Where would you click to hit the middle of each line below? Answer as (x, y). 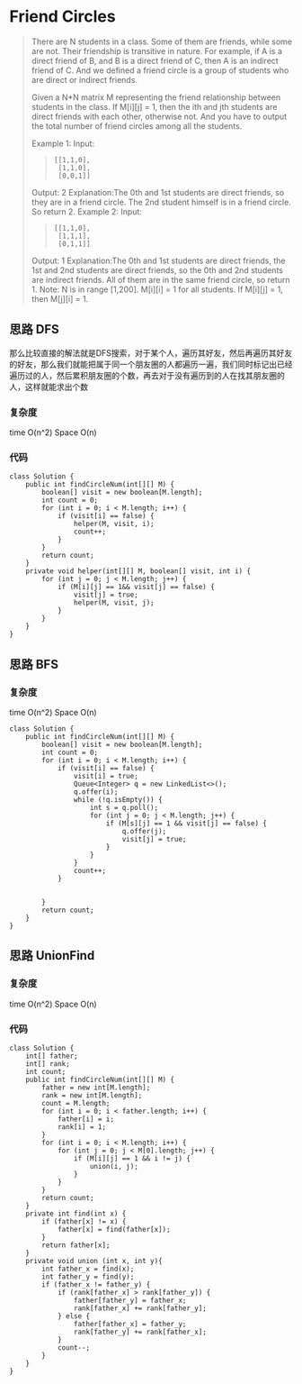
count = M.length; (76, 1104)
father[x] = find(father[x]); (114, 1230)
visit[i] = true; (106, 777)
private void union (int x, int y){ (94, 1261)
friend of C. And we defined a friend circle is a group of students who (160, 70)
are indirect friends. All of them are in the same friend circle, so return (160, 279)
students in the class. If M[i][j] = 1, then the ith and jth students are (154, 106)
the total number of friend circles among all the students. (137, 126)
